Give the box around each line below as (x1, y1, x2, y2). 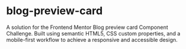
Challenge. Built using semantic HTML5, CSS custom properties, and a (6, 30, 181, 37)
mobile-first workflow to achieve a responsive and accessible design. (6, 36, 178, 43)
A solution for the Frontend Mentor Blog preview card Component (6, 24, 169, 31)
